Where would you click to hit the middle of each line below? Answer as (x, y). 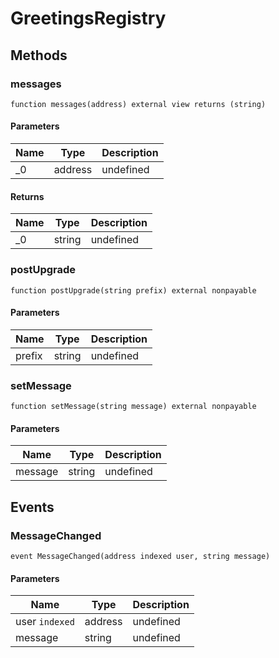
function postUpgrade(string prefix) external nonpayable (133, 290)
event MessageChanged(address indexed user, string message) (140, 556)
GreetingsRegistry (88, 18)
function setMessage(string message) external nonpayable (133, 407)
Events (32, 507)
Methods (39, 55)
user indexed (45, 622)
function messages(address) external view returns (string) (138, 104)
